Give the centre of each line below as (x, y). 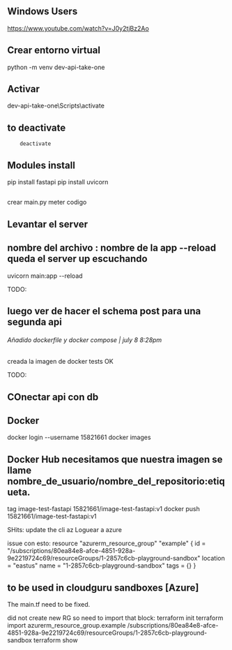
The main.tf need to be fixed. (49, 605)
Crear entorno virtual (54, 51)
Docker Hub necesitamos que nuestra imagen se (115, 459)
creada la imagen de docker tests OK (60, 362)
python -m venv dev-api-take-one (56, 67)
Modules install (41, 165)
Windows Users (42, 12)
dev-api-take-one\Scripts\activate (56, 106)
